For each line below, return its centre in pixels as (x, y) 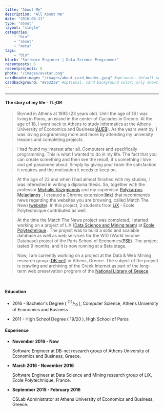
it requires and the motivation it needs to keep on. (67, 170)
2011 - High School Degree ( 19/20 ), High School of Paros (70, 319)
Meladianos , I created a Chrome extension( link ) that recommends (83, 195)
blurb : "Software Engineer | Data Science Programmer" (62, 60)
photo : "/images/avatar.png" (35, 73)
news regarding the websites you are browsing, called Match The (83, 200)
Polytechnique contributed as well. (52, 210)
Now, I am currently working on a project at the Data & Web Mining (84, 255)
